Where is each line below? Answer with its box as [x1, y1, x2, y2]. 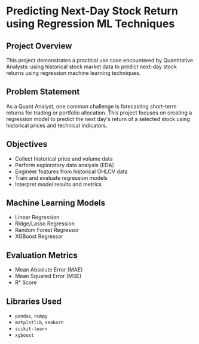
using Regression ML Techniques [6, 17, 175, 31]
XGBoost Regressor [14, 233, 64, 240]
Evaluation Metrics [6, 250, 78, 260]
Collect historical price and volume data [14, 155, 113, 162]
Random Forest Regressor [14, 227, 79, 234]
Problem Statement [6, 87, 80, 97]
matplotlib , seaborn [14, 319, 64, 326]
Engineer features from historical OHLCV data [14, 168, 128, 175]
